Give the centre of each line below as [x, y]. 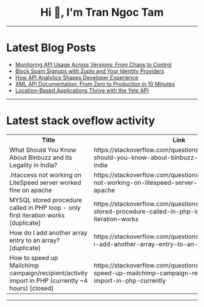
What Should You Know [43, 150]
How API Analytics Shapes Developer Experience [76, 77]
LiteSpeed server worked [45, 182]
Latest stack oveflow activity [81, 121]
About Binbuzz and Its [41, 157]
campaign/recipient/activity [49, 273]
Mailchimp [24, 265]
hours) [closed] [32, 288]
